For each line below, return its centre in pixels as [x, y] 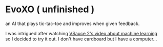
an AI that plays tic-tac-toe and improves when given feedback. [73, 24]
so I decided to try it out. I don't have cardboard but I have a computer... [81, 39]
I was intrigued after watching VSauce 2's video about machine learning [81, 33]
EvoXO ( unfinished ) [50, 9]
